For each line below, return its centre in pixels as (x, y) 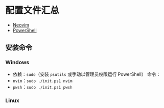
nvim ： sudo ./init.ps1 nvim (42, 80)
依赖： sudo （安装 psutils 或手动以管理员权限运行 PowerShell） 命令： (87, 74)
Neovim (21, 25)
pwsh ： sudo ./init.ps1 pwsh (42, 87)
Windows (17, 63)
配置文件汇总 (32, 10)
